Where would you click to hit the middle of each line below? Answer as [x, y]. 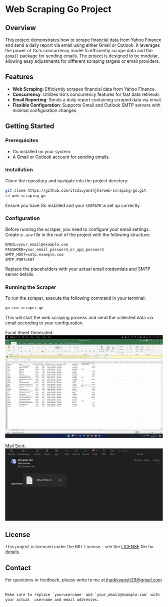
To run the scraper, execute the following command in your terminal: [75, 298]
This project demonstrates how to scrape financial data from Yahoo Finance [83, 40]
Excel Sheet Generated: [29, 333]
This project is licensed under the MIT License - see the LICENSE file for [79, 547]
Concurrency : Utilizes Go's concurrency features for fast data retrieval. [86, 94]
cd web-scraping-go [25, 196]
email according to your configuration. [44, 323]
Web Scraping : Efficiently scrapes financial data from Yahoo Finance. [84, 89]
